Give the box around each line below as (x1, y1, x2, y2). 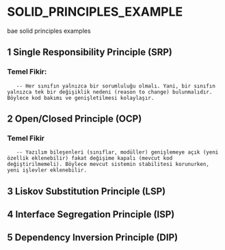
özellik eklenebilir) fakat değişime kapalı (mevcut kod (7, 155, 173, 162)
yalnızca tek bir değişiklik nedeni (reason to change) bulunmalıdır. (7, 88, 213, 96)
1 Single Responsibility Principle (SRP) (7, 46, 172, 58)
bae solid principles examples (7, 27, 91, 35)
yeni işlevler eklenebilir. (7, 167, 88, 174)
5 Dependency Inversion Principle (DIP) (7, 232, 178, 243)
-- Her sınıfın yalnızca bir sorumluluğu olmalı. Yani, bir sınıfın (16, 83, 215, 89)
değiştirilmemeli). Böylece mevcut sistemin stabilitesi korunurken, (7, 161, 210, 168)
